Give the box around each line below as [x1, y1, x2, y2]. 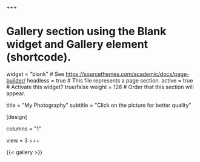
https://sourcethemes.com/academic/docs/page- [65, 70, 190, 78]
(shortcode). [6, 50, 72, 64]
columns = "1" [6, 125, 41, 132]
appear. [6, 89, 25, 97]
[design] [6, 113, 27, 120]
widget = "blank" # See [6, 70, 65, 78]
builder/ [6, 76, 26, 84]
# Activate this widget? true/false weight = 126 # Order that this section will [6, 83, 194, 90]
